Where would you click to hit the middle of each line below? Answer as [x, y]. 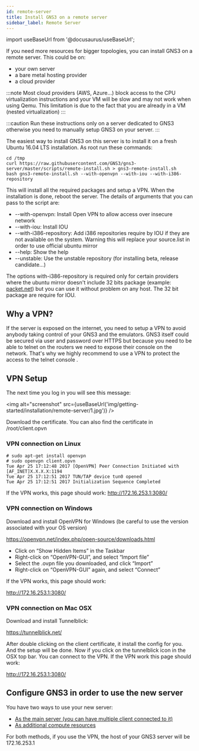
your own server [35, 69]
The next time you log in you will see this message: [69, 393]
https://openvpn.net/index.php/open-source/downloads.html [81, 539]
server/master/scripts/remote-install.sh [58, 169]
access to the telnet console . [42, 360]
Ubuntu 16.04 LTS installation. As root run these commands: [79, 148]
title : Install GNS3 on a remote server [57, 17]
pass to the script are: [33, 203]
